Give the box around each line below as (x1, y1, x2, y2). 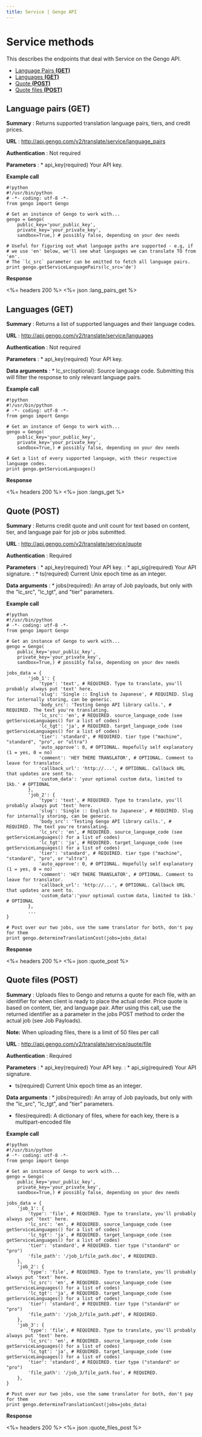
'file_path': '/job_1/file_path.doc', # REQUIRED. (28, 1253, 158, 1259)
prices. (6, 126, 24, 133)
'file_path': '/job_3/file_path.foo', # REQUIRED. (28, 1370, 158, 1376)
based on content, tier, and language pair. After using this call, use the (6, 1004, 181, 1011)
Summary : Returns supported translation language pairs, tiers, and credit (6, 119, 191, 127)
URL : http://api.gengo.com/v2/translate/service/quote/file (6, 1040, 152, 1047)
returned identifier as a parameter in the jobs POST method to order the (6, 1010, 184, 1018)
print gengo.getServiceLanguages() (6, 466, 96, 473)
